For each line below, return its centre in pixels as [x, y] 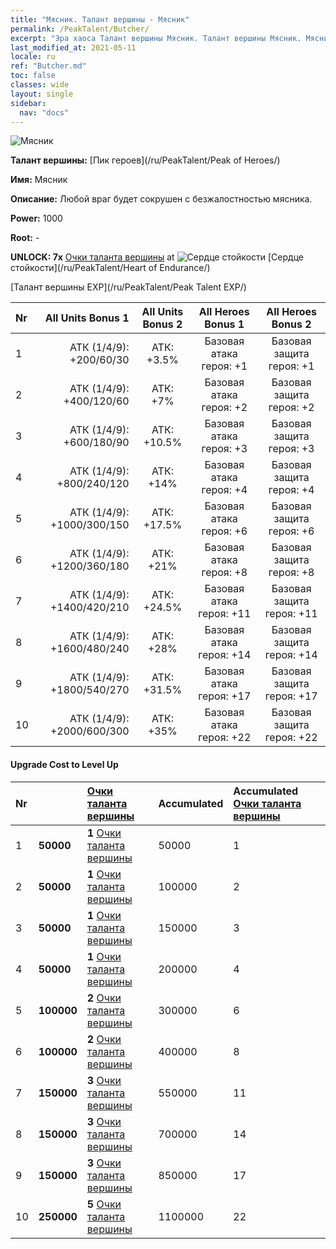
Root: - [25, 238]
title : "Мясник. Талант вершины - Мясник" [100, 19]
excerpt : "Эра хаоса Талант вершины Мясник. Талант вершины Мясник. [156, 38]
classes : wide [40, 85]
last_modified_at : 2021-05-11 [73, 47]
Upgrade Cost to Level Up [64, 764]
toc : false [33, 76]
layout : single [42, 94]
